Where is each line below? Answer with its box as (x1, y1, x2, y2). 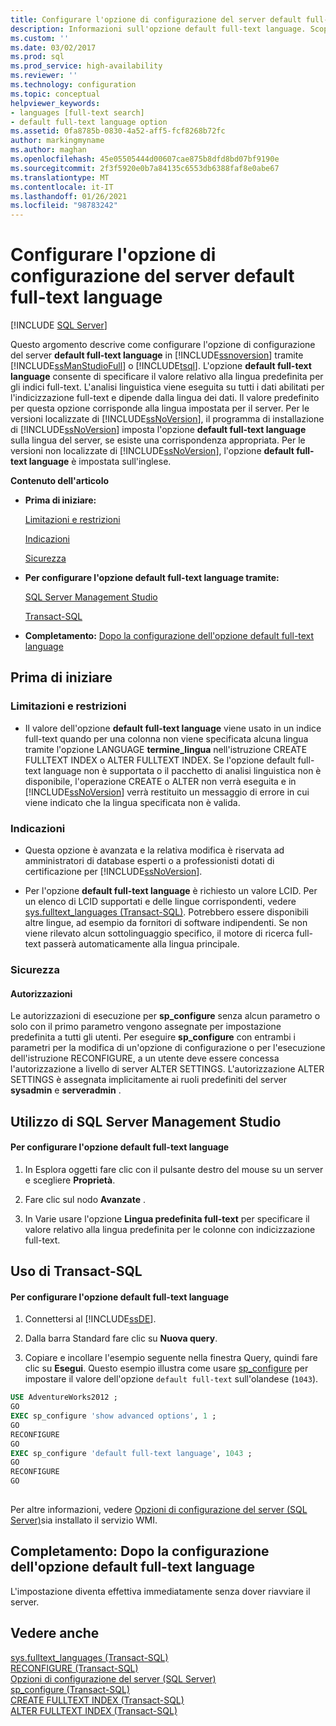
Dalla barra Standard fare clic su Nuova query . (24, 1332, 218, 1345)
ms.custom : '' (10, 33, 70, 43)
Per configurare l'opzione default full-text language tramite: (24, 572, 280, 584)
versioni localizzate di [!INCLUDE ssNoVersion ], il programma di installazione (10, 413, 325, 425)
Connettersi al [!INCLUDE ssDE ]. (24, 1313, 157, 1325)
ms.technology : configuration (10, 80, 137, 90)
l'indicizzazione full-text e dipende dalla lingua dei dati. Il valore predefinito (10, 392, 320, 404)
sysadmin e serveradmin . (10, 1084, 122, 1096)
